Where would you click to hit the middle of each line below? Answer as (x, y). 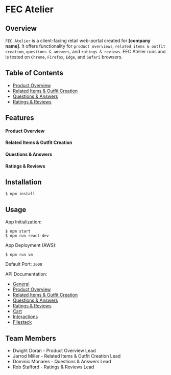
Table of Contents (34, 73)
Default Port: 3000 (24, 264)
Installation (23, 182)
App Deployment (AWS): (31, 245)
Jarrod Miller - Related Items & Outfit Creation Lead (67, 356)
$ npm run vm (19, 255)
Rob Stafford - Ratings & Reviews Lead (53, 367)
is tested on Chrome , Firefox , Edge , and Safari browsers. (64, 57)
